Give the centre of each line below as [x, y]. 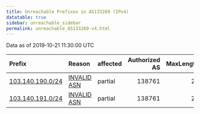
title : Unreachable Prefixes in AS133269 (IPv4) [68, 12]
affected [110, 64]
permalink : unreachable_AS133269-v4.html [58, 28]
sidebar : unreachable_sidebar [44, 23]
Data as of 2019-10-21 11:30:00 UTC [50, 45]
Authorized [144, 60]
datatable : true [26, 17]
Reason [79, 64]
